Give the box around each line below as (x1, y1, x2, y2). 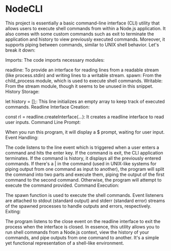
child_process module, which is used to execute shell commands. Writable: (5, 78, 163, 84)
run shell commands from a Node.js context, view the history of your (5, 229, 149, 235)
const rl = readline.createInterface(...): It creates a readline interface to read (5, 113, 164, 120)
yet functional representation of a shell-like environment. (5, 240, 124, 246)
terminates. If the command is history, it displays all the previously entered (5, 155, 161, 161)
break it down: (5, 47, 36, 53)
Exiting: (5, 208, 21, 214)
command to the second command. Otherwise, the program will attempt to (5, 177, 162, 183)
